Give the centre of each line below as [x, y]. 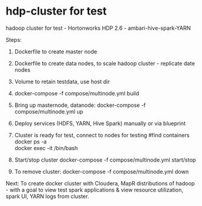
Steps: [14, 39]
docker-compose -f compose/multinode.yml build [77, 93]
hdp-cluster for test [56, 11]
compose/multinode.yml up [49, 111]
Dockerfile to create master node [56, 51]
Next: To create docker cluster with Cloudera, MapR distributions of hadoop [100, 183]
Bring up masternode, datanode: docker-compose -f [80, 105]
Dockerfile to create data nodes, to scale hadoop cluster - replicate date [105, 63]
